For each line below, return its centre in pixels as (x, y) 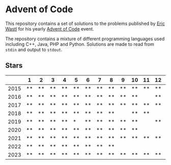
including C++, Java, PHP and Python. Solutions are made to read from (80, 44)
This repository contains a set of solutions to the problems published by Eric (85, 23)
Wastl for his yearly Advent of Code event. (50, 29)
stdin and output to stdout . (34, 49)
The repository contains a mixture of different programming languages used (85, 39)
